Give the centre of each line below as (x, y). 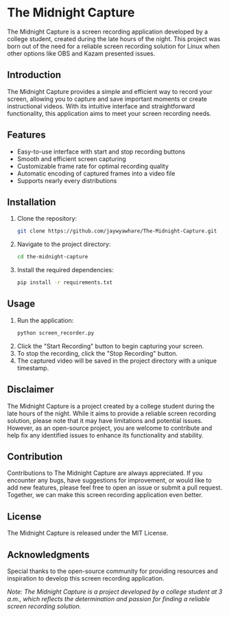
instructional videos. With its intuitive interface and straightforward (101, 106)
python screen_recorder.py (56, 333)
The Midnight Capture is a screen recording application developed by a (108, 32)
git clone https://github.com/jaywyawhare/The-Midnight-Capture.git (117, 231)
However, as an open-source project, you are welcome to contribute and (110, 428)
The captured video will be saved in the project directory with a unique (117, 361)
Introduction (34, 75)
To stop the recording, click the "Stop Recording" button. (97, 353)
